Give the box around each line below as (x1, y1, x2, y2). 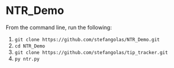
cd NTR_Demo (14, 43, 45, 49)
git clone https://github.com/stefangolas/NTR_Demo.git (14, 36, 160, 42)
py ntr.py (14, 56, 40, 62)
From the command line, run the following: (5, 24, 112, 31)
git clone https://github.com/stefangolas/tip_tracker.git (14, 49, 169, 55)
